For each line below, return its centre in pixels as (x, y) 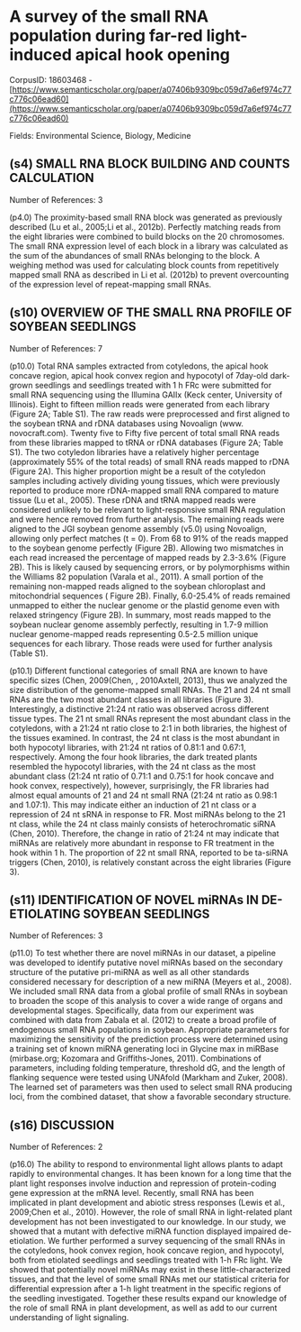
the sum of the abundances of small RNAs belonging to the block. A (135, 255)
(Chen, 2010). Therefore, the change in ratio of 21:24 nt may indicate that (145, 833)
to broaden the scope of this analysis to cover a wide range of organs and (146, 1001)
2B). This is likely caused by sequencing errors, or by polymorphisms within (150, 567)
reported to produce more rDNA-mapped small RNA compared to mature (144, 490)
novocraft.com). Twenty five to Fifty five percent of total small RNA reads (145, 433)
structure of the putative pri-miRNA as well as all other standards (129, 972)
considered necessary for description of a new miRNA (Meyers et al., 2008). (150, 982)
